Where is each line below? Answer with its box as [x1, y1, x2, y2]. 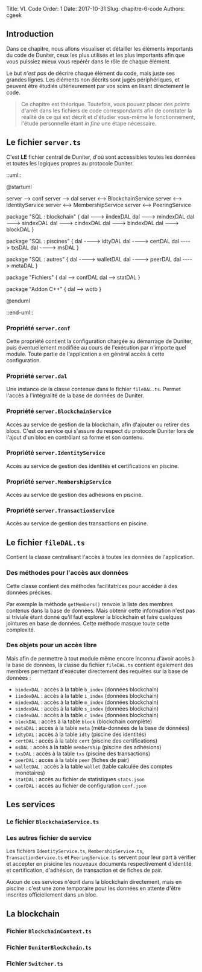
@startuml [6, 183, 32, 190]
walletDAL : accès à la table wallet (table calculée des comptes [14, 763, 173, 770]
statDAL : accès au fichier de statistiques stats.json [14, 775, 145, 782]
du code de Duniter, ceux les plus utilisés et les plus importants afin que [6, 51, 185, 59]
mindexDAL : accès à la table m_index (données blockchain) [14, 699, 159, 706]
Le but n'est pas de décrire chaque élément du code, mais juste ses [6, 69, 175, 77]
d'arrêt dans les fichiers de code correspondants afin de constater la [21, 107, 192, 114]
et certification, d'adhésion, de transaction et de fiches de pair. [6, 866, 163, 874]
